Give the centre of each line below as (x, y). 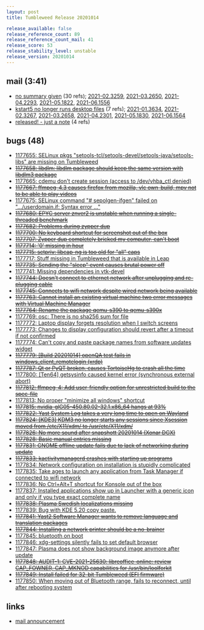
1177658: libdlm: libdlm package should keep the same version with (99, 168)
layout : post (23, 12)
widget (24, 349)
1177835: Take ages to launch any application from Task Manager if (99, 472)
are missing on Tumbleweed (63, 162)
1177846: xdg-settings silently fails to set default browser (86, 542)
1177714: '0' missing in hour (49, 246)
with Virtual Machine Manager (53, 303)
